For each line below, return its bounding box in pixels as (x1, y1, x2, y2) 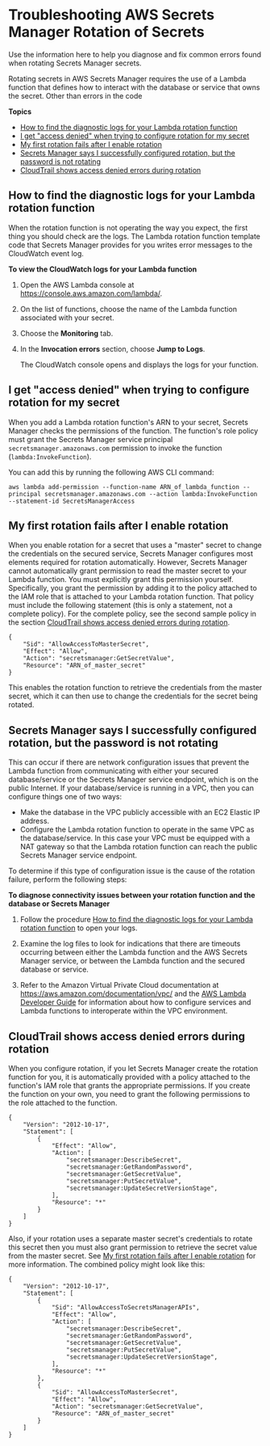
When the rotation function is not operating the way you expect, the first (8, 222, 248, 232)
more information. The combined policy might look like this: (8, 1259, 206, 1269)
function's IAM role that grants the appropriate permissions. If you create (8, 1081, 251, 1090)
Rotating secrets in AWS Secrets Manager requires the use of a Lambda (8, 74, 247, 83)
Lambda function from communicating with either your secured (8, 766, 219, 776)
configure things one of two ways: (8, 792, 123, 802)
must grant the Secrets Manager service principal (8, 434, 173, 444)
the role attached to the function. (8, 1098, 118, 1107)
